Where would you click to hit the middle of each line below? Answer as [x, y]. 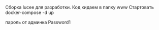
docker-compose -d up [30, 12]
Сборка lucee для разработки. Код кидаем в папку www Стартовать [80, 7]
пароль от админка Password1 [38, 22]
